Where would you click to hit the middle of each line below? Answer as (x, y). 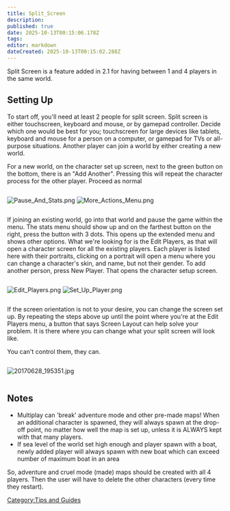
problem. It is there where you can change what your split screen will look (111, 331)
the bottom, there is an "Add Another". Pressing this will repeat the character (115, 174)
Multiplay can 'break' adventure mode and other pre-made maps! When (118, 415)
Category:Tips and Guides (44, 500)
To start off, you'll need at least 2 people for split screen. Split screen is (107, 117)
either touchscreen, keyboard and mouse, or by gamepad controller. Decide (114, 123)
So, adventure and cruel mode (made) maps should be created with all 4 (109, 472)
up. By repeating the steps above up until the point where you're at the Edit (113, 316)
